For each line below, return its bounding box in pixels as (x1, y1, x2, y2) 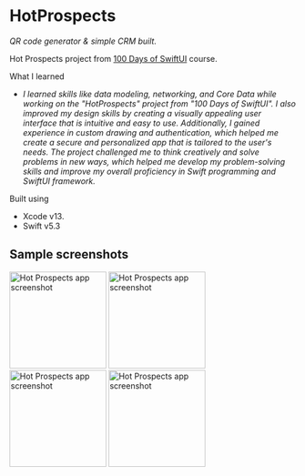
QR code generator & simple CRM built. (9, 35, 158, 46)
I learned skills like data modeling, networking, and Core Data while (22, 88, 278, 99)
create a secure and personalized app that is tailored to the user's (22, 137, 272, 147)
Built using (9, 193, 49, 204)
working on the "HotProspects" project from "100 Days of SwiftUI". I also (22, 97, 296, 109)
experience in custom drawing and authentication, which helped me (22, 127, 280, 137)
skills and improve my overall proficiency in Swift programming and (22, 166, 276, 177)
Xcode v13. (22, 210, 65, 221)
